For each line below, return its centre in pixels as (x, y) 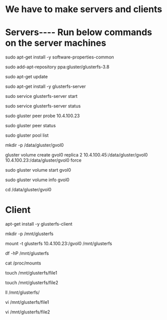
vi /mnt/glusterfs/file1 (27, 302)
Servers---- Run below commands (79, 33)
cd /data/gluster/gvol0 (28, 190)
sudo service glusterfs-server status (43, 106)
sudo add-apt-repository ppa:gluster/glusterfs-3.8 (57, 67)
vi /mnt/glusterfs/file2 (28, 312)
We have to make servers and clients (84, 9)
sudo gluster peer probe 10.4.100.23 (43, 116)
